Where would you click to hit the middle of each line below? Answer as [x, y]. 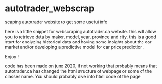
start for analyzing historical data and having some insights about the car [79, 42]
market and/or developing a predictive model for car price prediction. [75, 47]
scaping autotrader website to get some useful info [56, 22]
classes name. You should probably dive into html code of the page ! [74, 76]
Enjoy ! [12, 56]
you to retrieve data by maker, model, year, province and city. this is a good [81, 37]
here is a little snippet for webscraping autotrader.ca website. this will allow [81, 31]
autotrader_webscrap [50, 9]
